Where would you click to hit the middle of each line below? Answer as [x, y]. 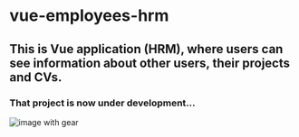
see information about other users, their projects [149, 63]
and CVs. [36, 77]
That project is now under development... [102, 103]
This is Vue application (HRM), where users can [146, 49]
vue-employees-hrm [89, 16]
